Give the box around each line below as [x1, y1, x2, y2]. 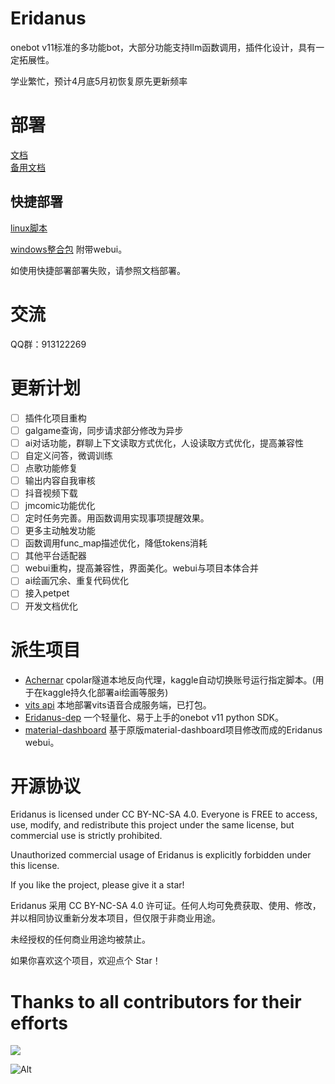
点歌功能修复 [24, 462, 78, 474]
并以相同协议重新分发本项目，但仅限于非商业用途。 [10, 912, 221, 924]
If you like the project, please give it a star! [10, 879, 185, 891]
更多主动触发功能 [24, 525, 96, 537]
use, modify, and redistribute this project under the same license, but [10, 819, 295, 831]
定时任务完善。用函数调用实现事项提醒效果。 [24, 512, 210, 524]
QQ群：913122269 [10, 338, 87, 350]
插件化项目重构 [24, 412, 87, 424]
